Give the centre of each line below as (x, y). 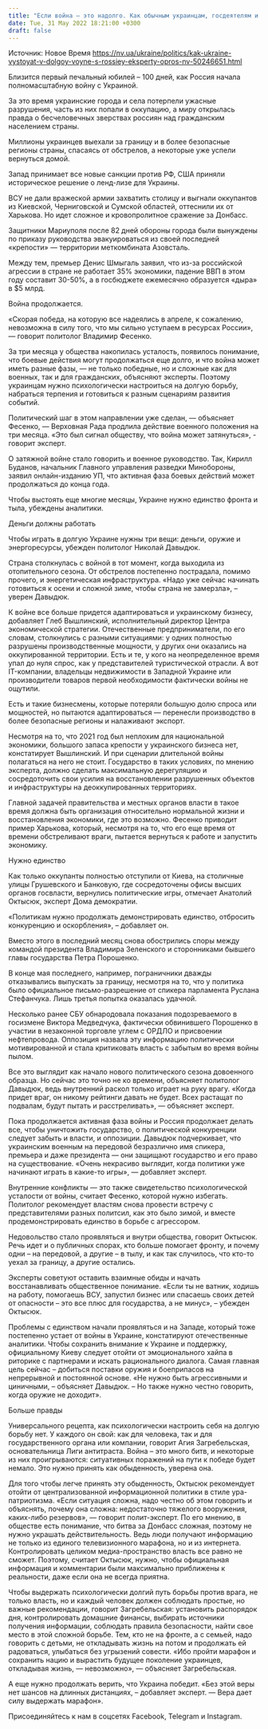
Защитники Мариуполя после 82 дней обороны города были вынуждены (133, 230)
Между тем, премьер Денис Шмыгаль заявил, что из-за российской (126, 263)
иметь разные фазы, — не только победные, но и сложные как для (122, 368)
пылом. (21, 1057)
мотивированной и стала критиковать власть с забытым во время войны (134, 1048)
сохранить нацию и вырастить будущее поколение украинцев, (116, 1660)
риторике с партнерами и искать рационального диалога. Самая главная (134, 1361)
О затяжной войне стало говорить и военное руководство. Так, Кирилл (130, 459)
